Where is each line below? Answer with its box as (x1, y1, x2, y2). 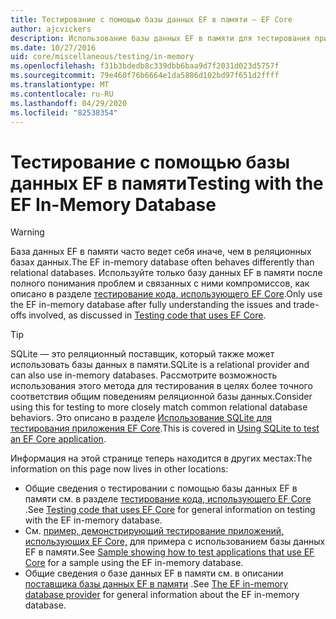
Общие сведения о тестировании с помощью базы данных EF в (24, 482, 298, 495)
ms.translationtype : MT (10, 80, 110, 90)
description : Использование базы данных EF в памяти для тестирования (10, 33, 311, 43)
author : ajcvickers (10, 24, 92, 34)
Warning (10, 226, 45, 238)
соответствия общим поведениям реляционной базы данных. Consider (10, 391, 313, 403)
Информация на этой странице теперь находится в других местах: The (10, 452, 313, 465)
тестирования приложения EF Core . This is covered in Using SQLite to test (10, 422, 320, 435)
